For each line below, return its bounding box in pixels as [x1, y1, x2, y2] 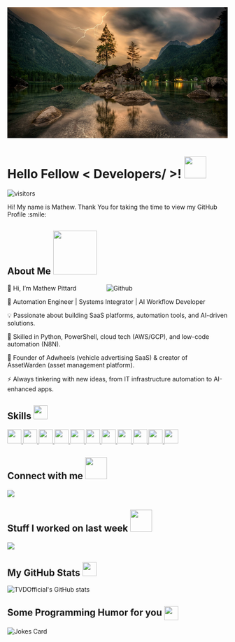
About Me [7, 265, 51, 277]
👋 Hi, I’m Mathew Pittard [7, 284, 77, 292]
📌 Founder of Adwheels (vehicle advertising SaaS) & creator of [7, 353, 188, 362]
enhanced [7, 384, 36, 393]
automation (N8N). [7, 340, 61, 348]
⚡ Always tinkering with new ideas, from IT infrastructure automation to [7, 374, 213, 383]
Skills [7, 410, 31, 422]
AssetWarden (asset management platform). [7, 360, 135, 369]
